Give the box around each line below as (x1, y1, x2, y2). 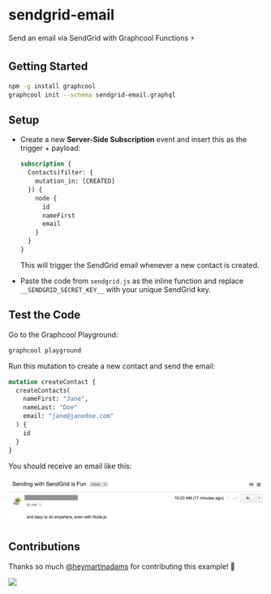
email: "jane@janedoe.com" (23, 412, 114, 420)
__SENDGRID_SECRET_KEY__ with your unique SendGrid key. (19, 284, 211, 294)
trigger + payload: (19, 144, 81, 153)
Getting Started (8, 59, 88, 74)
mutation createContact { (8, 377, 96, 386)
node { (35, 194, 58, 202)
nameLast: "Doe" (23, 403, 79, 411)
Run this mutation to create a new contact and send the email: (8, 361, 216, 371)
